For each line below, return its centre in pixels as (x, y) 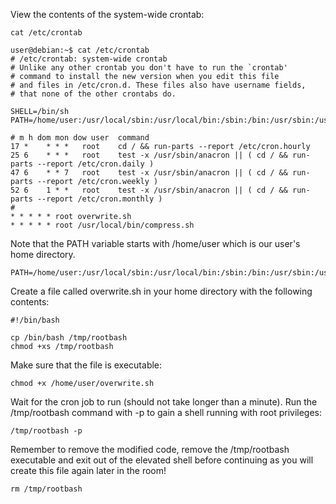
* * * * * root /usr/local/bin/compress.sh (102, 225)
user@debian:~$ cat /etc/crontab (80, 50)
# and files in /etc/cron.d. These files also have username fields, (158, 85)
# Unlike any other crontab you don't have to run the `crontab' (149, 68)
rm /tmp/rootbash (46, 489)
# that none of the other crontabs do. (93, 94)
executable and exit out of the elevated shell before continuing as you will (162, 460)
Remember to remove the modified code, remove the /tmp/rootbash (150, 449)
